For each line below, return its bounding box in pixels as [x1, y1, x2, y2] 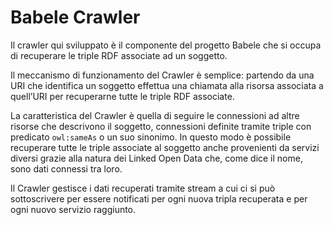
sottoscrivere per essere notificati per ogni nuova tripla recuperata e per [10, 192, 308, 205]
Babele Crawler [10, 6, 141, 29]
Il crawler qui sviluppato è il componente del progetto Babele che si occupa [10, 39, 322, 51]
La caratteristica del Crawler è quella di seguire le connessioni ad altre [10, 109, 300, 121]
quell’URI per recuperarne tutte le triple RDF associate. [10, 90, 235, 102]
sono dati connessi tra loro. [10, 162, 123, 175]
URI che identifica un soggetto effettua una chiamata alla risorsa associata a [10, 79, 324, 91]
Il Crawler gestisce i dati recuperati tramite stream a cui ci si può [10, 182, 276, 194]
